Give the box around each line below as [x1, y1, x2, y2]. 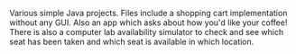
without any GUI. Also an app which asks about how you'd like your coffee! [9, 17, 288, 28]
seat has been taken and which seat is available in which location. [9, 36, 254, 47]
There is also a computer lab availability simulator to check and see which [9, 27, 284, 37]
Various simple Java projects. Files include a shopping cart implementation [9, 8, 288, 18]
